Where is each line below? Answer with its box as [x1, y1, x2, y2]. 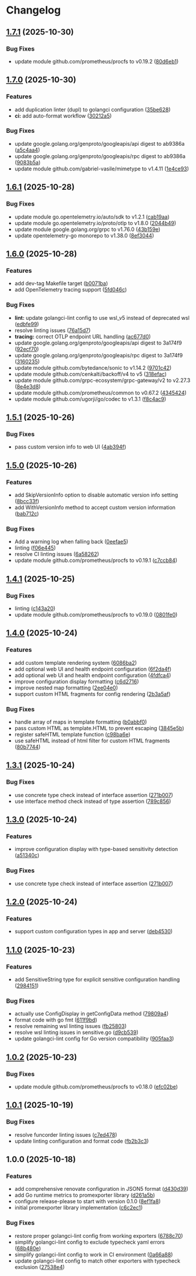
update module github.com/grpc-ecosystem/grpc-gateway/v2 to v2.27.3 [14, 377, 191, 384]
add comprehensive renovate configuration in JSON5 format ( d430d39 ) [14, 1185, 189, 1193]
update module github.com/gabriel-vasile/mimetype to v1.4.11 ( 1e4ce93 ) [14, 165, 190, 172]
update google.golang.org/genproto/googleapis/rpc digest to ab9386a [14, 152, 186, 159]
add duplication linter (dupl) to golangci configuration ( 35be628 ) [14, 106, 171, 113]
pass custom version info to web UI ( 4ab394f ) [14, 443, 126, 450]
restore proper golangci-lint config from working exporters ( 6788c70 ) [14, 1232, 183, 1239]
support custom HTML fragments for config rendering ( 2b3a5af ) [14, 690, 171, 697]
